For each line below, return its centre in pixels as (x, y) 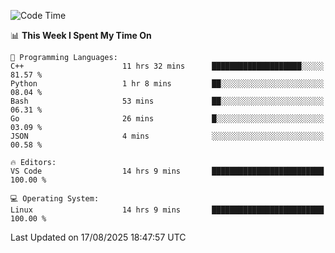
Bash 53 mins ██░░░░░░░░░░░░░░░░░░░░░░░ (167, 101)
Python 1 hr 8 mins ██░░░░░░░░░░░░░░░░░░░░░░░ (167, 84)
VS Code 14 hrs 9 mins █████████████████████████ (167, 171)
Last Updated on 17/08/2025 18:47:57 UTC (98, 237)
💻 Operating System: (55, 199)
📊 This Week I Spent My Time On (81, 35)
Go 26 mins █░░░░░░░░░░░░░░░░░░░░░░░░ (167, 119)
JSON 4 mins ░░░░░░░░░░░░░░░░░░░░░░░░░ (167, 136)
